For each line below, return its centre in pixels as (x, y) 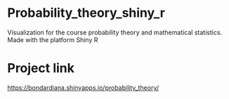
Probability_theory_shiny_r (86, 13)
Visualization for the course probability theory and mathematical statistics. (115, 32)
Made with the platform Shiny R (53, 39)
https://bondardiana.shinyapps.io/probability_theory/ (83, 87)
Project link (41, 68)
